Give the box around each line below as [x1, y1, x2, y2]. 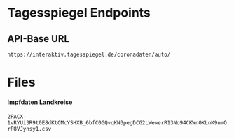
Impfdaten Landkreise [7, 98, 73, 106]
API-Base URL [7, 33, 70, 45]
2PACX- [7, 113, 27, 120]
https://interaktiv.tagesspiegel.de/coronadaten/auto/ [7, 51, 171, 58]
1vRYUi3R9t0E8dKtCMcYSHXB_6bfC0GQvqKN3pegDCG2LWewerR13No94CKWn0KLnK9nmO [7, 119, 228, 126]
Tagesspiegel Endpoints [7, 5, 151, 21]
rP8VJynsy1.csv [7, 126, 52, 133]
